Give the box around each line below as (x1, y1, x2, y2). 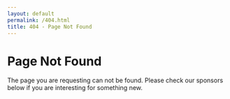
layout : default (7, 10, 55, 17)
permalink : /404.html (7, 17, 71, 24)
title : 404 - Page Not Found (7, 23, 92, 30)
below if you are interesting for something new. (7, 84, 143, 92)
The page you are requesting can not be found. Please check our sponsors (7, 76, 224, 84)
